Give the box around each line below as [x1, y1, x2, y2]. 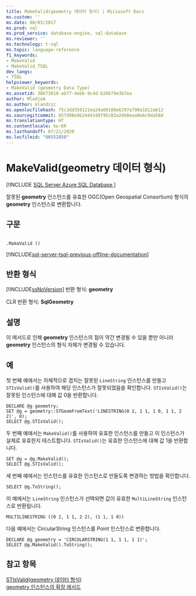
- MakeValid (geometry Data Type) [6, 85, 91, 91]
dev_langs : [6, 69, 33, 75]
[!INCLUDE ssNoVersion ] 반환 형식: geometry [6, 286, 114, 293]
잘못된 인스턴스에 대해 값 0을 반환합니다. [6, 391, 98, 398]
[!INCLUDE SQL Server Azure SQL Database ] [6, 181, 116, 188]
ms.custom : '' [6, 14, 41, 20]
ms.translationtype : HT [6, 118, 64, 124]
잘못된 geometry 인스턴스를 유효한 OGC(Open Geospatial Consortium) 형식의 [6, 193, 189, 200]
